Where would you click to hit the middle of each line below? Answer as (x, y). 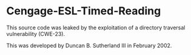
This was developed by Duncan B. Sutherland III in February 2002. (89, 45)
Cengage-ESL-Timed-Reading (84, 11)
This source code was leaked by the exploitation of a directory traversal (96, 27)
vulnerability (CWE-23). (36, 33)
